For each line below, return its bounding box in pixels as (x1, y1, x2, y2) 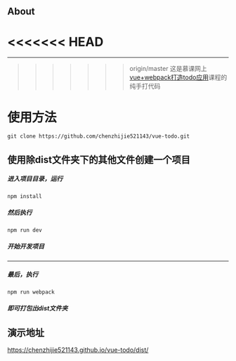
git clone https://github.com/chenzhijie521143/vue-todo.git (7, 133, 190, 140)
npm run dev (7, 226, 42, 234)
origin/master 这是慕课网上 (129, 65, 207, 73)
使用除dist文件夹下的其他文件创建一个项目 (7, 154, 191, 166)
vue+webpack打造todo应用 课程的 (129, 73, 228, 81)
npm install (7, 192, 42, 199)
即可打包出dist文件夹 (7, 304, 68, 313)
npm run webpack (7, 288, 55, 296)
